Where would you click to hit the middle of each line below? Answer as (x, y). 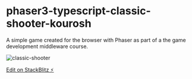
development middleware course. (47, 46)
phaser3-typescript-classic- (78, 11)
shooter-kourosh (49, 23)
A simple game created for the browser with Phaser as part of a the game (96, 40)
